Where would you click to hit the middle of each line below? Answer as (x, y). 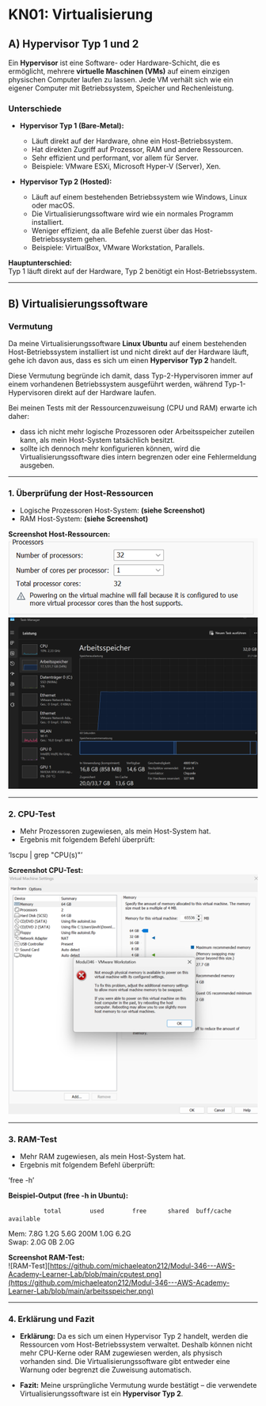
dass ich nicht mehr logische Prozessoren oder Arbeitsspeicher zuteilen (137, 431)
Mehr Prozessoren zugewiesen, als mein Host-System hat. (115, 831)
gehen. (96, 239)
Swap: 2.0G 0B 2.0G (42, 1242)
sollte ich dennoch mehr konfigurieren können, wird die (110, 448)
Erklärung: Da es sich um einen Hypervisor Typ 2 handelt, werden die (134, 1336)
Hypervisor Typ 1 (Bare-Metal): (72, 126)
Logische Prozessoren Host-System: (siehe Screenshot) (112, 511)
